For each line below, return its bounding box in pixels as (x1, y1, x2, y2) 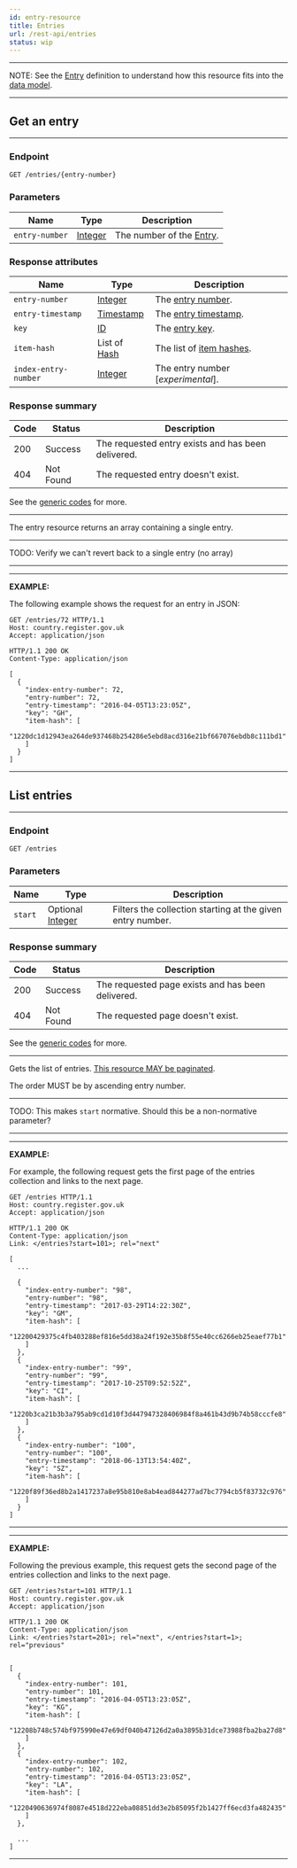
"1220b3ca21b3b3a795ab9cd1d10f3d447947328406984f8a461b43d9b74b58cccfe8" (9, 1410, 287, 1419)
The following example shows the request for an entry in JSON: (9, 599, 240, 610)
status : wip (9, 37, 53, 47)
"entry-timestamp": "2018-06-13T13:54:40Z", (25, 1456, 192, 1465)
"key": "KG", (25, 1702, 73, 1711)
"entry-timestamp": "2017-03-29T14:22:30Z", (25, 1301, 192, 1310)
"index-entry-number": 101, (25, 1679, 128, 1688)
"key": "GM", (25, 1309, 73, 1318)
